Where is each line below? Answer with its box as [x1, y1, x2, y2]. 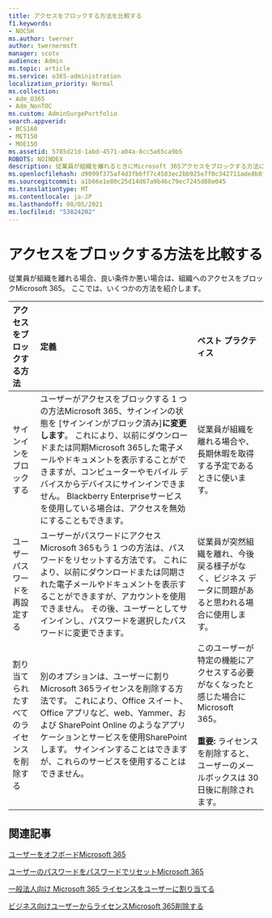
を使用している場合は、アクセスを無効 [40, 503, 186, 515]
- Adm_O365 [8, 95, 45, 103]
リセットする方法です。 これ [72, 554, 180, 566]
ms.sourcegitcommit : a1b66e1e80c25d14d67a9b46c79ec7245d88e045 [8, 177, 227, 186]
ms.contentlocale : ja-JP [8, 192, 92, 201]
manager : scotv [8, 49, 60, 58]
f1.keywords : [8, 19, 53, 28]
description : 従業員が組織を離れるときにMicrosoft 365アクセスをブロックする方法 [8, 163, 259, 171]
